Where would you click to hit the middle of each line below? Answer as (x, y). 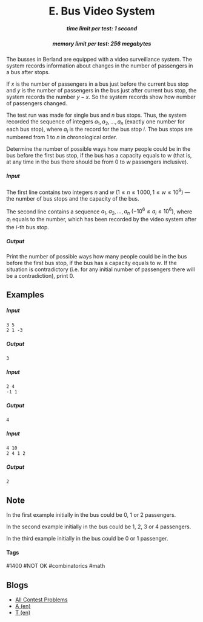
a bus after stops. (28, 72)
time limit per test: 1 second (102, 28)
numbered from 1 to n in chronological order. (62, 137)
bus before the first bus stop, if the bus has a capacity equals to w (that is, (99, 156)
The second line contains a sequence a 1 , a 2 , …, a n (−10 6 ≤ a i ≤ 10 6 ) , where (99, 212)
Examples (25, 295)
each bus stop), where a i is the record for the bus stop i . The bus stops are (99, 130)
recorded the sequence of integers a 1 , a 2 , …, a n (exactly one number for (95, 122)
